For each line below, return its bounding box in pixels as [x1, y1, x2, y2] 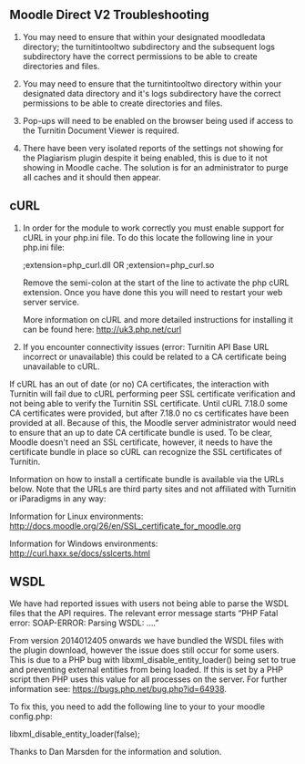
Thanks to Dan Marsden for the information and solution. [9, 747, 222, 758]
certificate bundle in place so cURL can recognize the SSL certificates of [9, 446, 282, 457]
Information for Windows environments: [9, 538, 158, 549]
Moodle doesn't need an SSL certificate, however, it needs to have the [9, 437, 273, 448]
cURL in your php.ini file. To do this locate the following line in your [22, 232, 273, 243]
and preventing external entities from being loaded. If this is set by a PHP [9, 665, 284, 676]
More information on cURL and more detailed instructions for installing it [22, 314, 294, 325]
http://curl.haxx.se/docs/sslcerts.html [9, 547, 150, 559]
